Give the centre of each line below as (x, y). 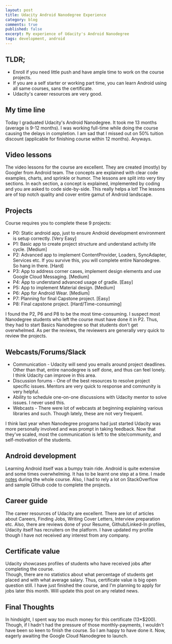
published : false (24, 29)
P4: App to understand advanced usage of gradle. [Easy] (73, 282)
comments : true (21, 24)
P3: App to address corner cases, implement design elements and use (87, 271)
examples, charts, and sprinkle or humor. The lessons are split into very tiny (85, 178)
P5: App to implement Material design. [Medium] (64, 288)
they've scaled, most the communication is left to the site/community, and (83, 434)
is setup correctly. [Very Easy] (45, 238)
